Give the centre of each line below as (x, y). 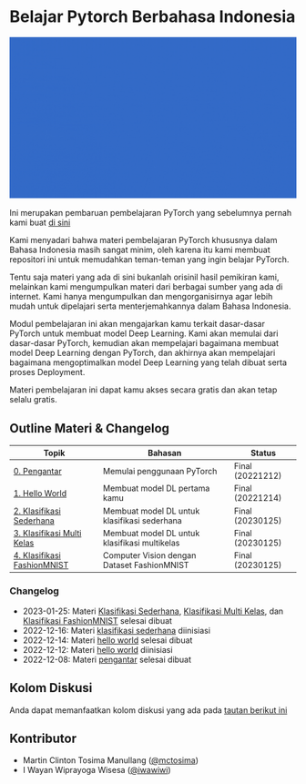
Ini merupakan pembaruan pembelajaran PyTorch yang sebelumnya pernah (151, 213)
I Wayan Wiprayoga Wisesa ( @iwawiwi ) (97, 770)
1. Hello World (40, 493)
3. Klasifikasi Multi (47, 533)
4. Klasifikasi (37, 555)
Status (263, 453)
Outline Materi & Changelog (90, 428)
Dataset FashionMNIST (146, 565)
